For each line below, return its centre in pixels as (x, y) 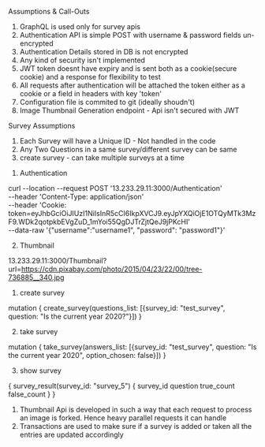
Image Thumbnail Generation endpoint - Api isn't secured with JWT (129, 110)
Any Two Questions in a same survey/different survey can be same (128, 149)
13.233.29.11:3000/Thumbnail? (58, 261)
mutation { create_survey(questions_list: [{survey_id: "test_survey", (117, 308)
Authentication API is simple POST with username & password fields (131, 35)
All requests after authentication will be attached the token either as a (132, 85)
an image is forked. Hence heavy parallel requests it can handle (123, 418)
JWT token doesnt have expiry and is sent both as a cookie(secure (128, 69)
